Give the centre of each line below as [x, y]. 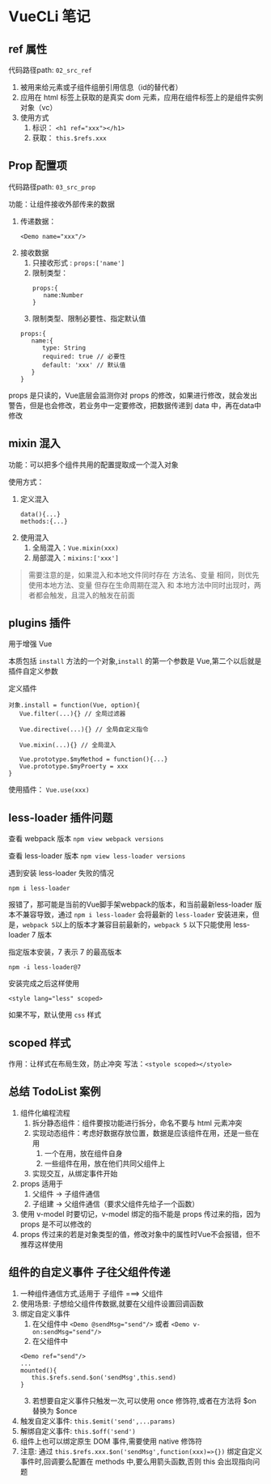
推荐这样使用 [41, 1244]
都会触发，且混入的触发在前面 [85, 595]
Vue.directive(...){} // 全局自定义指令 [84, 729]
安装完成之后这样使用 [44, 984]
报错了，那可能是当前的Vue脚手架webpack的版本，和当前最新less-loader [131, 904]
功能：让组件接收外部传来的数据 [61, 204]
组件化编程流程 [45, 1112]
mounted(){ [38, 1370]
